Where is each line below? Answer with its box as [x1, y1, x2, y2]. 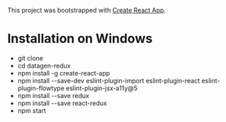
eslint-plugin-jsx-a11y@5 [66, 84, 138, 92]
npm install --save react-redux [17, 99, 108, 107]
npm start [17, 106, 46, 115]
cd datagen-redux [17, 61, 71, 70]
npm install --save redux [17, 91, 90, 99]
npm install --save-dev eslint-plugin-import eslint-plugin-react [17, 76, 200, 85]
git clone [17, 54, 44, 62]
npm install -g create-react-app [17, 68, 111, 77]
